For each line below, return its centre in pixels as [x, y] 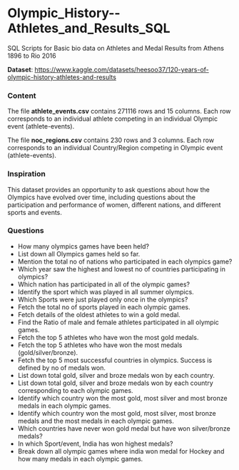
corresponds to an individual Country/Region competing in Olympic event [115, 148]
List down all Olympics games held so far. [79, 254]
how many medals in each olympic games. [80, 459]
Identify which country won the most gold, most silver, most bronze [117, 413]
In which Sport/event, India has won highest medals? [95, 444]
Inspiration [27, 174]
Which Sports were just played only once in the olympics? [103, 299]
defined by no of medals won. [61, 367]
